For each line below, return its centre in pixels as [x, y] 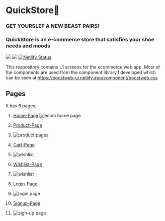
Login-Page [25, 184]
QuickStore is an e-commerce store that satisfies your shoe [80, 40]
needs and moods [28, 46]
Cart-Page [24, 145]
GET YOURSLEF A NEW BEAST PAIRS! [53, 26]
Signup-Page [27, 203]
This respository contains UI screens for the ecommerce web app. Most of [83, 67]
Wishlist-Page [27, 164]
